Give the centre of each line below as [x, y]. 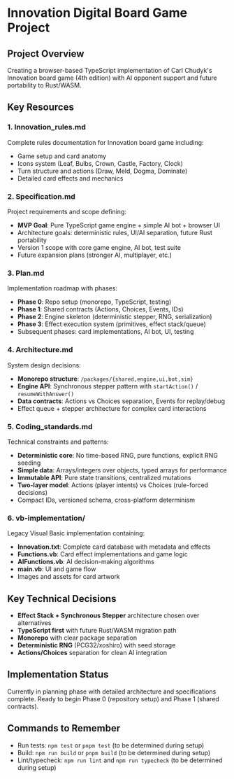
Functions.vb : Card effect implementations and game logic [103, 554]
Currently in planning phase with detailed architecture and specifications [112, 692]
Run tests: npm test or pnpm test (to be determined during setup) [111, 745]
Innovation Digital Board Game [97, 13]
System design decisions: [44, 365]
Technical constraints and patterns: [58, 442]
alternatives [34, 623]
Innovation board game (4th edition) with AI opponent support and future [112, 78]
